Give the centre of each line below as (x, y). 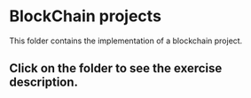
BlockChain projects (86, 16)
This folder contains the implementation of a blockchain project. (126, 41)
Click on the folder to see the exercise (116, 68)
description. (43, 83)
